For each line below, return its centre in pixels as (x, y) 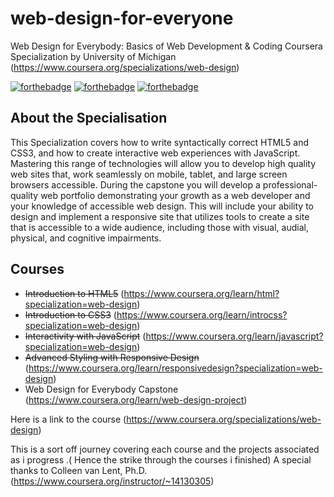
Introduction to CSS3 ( (70, 314)
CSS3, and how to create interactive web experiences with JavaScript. (155, 153)
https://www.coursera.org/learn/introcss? (202, 314)
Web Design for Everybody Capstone (101, 389)
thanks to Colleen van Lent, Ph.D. (79, 470)
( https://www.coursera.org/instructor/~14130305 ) (112, 481)
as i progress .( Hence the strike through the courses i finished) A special (161, 459)
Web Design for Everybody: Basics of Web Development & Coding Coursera (166, 46)
